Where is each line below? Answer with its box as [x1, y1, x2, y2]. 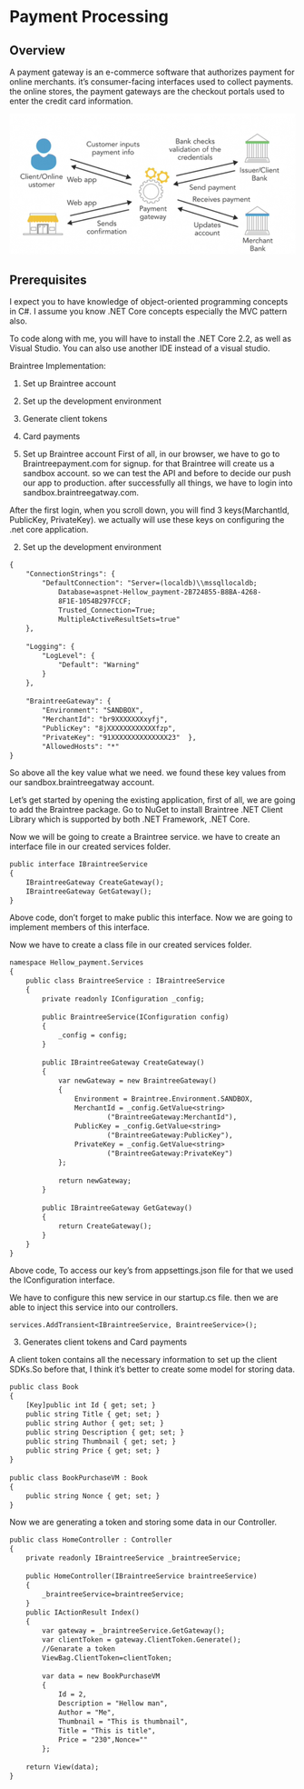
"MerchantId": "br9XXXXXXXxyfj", [42, 715, 169, 725]
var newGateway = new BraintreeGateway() [57, 1076, 218, 1085]
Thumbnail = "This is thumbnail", [57, 1717, 189, 1726]
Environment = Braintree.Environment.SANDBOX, [74, 1094, 254, 1104]
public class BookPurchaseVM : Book [9, 1474, 148, 1483]
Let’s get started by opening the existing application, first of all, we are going [9, 795, 296, 805]
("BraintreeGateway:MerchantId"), [106, 1113, 238, 1122]
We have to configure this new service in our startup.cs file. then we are [9, 1293, 279, 1304]
